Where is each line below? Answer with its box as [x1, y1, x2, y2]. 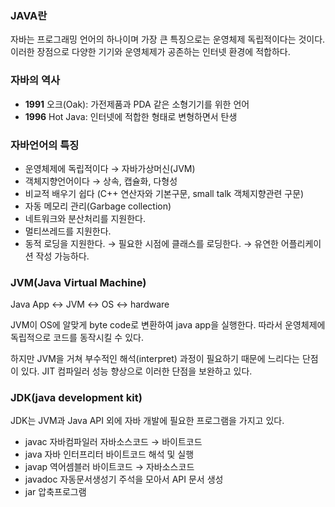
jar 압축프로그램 [24, 486, 87, 498]
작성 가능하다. [35, 250, 90, 262]
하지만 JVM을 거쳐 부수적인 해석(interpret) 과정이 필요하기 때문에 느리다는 [10, 353, 300, 365]
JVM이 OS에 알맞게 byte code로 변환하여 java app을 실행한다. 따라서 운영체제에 [10, 319, 326, 331]
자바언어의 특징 [10, 138, 80, 152]
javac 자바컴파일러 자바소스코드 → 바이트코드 [24, 436, 203, 448]
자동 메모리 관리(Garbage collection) [24, 200, 172, 212]
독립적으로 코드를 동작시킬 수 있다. [10, 332, 144, 344]
